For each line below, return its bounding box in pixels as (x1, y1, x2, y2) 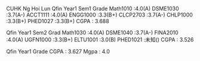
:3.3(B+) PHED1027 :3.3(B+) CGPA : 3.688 (6, 18, 109, 24)
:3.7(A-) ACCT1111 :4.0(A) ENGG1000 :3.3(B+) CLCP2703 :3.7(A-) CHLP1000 (6, 11, 193, 18)
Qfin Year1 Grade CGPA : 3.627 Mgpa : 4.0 (6, 48, 110, 55)
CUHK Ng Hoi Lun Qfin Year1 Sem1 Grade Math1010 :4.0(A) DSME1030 (6, 5, 179, 12)
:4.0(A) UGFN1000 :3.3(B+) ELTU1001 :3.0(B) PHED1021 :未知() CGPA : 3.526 (6, 36, 194, 43)
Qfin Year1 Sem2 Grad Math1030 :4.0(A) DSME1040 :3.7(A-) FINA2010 (6, 29, 179, 36)
